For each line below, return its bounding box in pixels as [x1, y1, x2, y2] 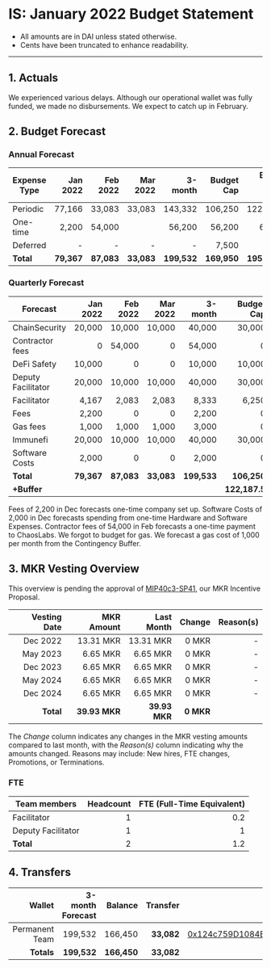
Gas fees [12, 421, 47, 432]
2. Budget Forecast [8, 124, 106, 138]
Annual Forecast [8, 149, 75, 160]
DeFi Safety [12, 358, 57, 369]
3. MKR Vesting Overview [8, 562, 140, 576]
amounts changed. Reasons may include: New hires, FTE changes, [8, 748, 230, 758]
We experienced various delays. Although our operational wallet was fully [8, 92, 252, 102]
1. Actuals [8, 71, 59, 85]
